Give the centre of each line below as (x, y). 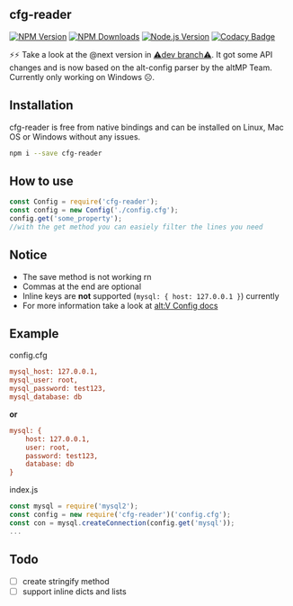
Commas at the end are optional (82, 286)
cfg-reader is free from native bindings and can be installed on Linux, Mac (147, 127)
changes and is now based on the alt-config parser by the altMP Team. (141, 68)
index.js (24, 490)
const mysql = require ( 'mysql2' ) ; (74, 507)
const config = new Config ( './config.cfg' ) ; (94, 211)
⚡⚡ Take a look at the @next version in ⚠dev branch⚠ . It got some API (141, 54)
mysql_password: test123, (58, 389)
